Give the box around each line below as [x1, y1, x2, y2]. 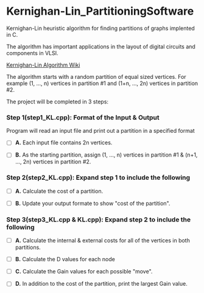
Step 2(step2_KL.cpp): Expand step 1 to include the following [6, 173, 191, 182]
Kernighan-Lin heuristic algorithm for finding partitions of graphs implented [6, 24, 195, 32]
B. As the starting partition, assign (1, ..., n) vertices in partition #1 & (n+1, [15, 151, 198, 158]
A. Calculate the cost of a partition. [15, 187, 104, 195]
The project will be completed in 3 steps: [6, 98, 108, 105]
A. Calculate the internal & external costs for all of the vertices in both [15, 237, 190, 244]
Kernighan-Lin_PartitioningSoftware [6, 4, 194, 18]
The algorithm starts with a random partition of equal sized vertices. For [6, 73, 187, 80]
